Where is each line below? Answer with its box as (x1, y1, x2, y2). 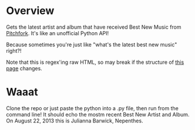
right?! (6, 47, 22, 54)
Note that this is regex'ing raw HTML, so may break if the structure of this (6, 59, 184, 66)
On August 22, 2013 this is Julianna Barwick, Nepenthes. (6, 117, 143, 124)
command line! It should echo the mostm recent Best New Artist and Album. (6, 111, 190, 118)
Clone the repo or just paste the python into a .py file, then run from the (6, 104, 179, 112)
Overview (6, 4, 55, 18)
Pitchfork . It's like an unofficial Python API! (6, 29, 109, 36)
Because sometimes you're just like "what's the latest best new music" (6, 41, 177, 48)
